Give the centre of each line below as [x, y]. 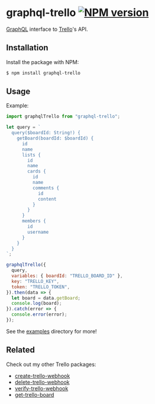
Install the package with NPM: [43, 62]
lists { [31, 155]
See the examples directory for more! [51, 331]
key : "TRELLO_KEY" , [35, 281]
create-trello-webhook [42, 376]
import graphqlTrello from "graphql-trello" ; [63, 117]
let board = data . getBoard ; [46, 298]
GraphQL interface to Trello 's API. [47, 29]
